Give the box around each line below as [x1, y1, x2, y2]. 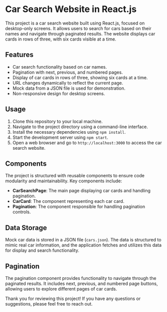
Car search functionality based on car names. [12, 64, 107, 70]
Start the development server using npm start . [12, 134, 109, 140]
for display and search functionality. [5, 247, 79, 253]
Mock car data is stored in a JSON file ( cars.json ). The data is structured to [5, 237, 161, 243]
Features [5, 51, 34, 59]
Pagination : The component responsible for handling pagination [12, 204, 145, 210]
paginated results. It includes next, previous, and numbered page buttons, [5, 280, 158, 286]
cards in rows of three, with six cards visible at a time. [5, 36, 116, 42]
